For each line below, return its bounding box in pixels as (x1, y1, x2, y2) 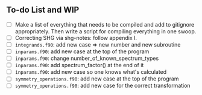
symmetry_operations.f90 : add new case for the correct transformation (14, 82, 191, 90)
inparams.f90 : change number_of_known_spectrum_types (14, 54, 159, 62)
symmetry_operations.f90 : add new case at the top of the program (14, 75, 179, 82)
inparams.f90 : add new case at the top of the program (14, 48, 150, 55)
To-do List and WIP (6, 5, 80, 15)
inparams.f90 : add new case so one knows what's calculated (14, 68, 167, 76)
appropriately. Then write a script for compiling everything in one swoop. (14, 27, 197, 35)
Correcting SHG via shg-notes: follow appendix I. (14, 34, 137, 41)
